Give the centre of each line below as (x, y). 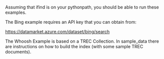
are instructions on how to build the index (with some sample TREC (74, 46)
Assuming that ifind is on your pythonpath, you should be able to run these (82, 7)
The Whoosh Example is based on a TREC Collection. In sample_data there (82, 41)
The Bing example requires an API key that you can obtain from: (71, 22)
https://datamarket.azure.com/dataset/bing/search (57, 31)
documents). (18, 52)
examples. (16, 12)
